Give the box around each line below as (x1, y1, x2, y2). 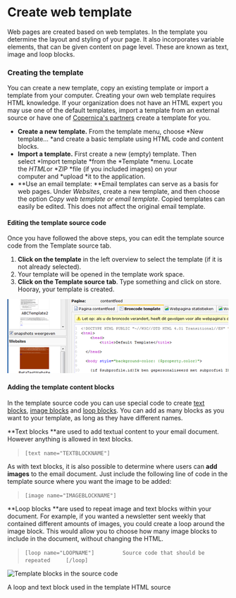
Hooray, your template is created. (17, 285, 115, 293)
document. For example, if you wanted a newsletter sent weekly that (7, 512, 206, 520)
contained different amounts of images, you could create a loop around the (7, 519, 225, 527)
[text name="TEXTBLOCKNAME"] (24, 449, 111, 457)
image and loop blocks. (7, 50, 75, 59)
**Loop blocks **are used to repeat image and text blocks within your (7, 504, 212, 513)
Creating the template (7, 68, 84, 78)
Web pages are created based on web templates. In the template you (7, 28, 208, 36)
